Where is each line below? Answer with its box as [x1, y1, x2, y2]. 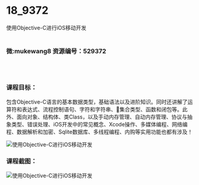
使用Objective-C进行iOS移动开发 [6, 24, 87, 31]
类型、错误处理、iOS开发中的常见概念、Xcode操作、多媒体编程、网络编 [11, 120, 188, 128]
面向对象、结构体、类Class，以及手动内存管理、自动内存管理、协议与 [16, 113, 188, 120]
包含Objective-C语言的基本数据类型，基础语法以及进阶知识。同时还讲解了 [6, 98, 188, 105]
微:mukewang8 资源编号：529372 [6, 47, 106, 55]
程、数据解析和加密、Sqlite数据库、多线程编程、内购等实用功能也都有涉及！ [6, 128, 193, 135]
